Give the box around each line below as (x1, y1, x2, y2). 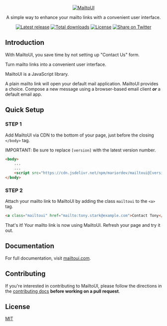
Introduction (5, 38, 45, 47)
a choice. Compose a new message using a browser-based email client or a (5, 86, 161, 92)
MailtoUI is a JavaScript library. (5, 71, 69, 77)
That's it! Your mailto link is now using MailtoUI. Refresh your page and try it (5, 222, 161, 228)
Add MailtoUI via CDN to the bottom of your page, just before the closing (5, 132, 154, 138)
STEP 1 (5, 121, 22, 128)
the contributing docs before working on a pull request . (5, 288, 120, 294)
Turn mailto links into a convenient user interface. (5, 61, 106, 67)
